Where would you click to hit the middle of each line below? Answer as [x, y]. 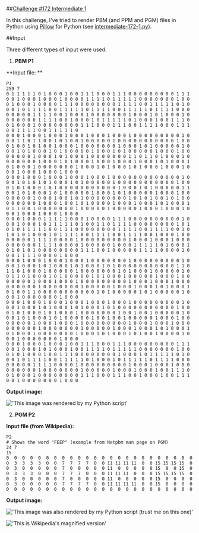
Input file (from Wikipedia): [40, 426]
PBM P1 [24, 61]
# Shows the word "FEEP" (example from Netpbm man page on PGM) [87, 442]
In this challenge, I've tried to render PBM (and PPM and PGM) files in [91, 20]
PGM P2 [25, 414]
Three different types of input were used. [56, 49]
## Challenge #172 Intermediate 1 [46, 9]
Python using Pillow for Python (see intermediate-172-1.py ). [79, 27]
